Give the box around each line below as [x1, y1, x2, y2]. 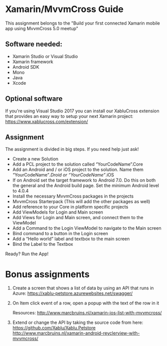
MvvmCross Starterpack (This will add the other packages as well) [12, 199, 150, 205]
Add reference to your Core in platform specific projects [12, 204, 129, 210]
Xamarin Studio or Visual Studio [12, 53, 78, 59]
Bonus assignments [5, 268, 90, 280]
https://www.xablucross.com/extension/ [5, 118, 88, 124]
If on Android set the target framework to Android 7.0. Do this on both [12, 177, 156, 184]
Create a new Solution [12, 156, 59, 162]
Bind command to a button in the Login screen [12, 231, 108, 237]
